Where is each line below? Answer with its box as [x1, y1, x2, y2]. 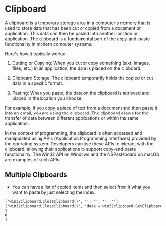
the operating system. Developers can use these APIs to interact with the [5, 140, 154, 147]
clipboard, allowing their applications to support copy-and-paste [5, 146, 136, 152]
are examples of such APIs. [5, 156, 61, 162]
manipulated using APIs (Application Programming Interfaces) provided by [5, 135, 157, 141]
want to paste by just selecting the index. [12, 189, 96, 195]
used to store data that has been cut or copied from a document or [5, 25, 141, 31]
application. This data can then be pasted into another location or [5, 30, 138, 36]
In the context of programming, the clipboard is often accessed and [5, 130, 142, 136]
